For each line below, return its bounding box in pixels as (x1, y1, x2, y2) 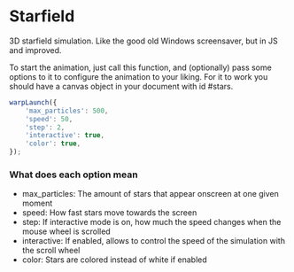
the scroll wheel (21, 245, 81, 256)
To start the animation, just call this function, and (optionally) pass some (9, 62, 272, 73)
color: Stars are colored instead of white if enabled (21, 254, 208, 265)
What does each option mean (9, 168, 139, 181)
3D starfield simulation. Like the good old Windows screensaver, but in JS (9, 35, 278, 46)
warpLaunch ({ (9, 97, 58, 107)
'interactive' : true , (25, 131, 104, 140)
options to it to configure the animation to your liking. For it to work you (9, 71, 268, 82)
